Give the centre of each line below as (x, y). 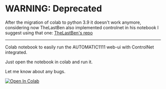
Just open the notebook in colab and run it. (49, 62)
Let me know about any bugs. (35, 71)
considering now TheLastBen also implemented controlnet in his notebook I (82, 27)
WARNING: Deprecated (54, 9)
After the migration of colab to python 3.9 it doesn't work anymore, (73, 22)
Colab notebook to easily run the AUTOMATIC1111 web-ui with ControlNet (80, 47)
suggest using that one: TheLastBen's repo (49, 33)
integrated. (16, 52)
